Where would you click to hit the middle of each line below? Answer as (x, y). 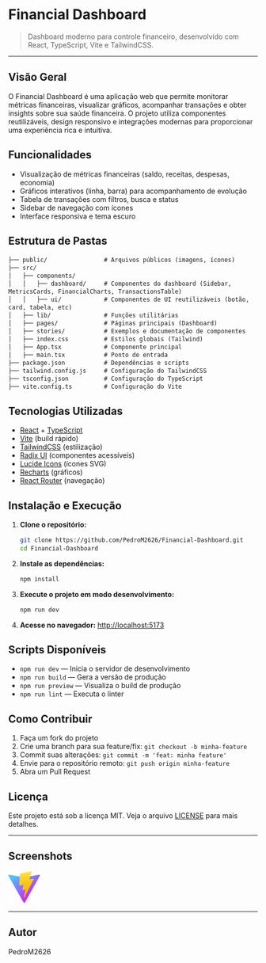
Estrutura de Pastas (58, 240)
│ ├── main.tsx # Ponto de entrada (88, 355)
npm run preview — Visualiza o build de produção (100, 686)
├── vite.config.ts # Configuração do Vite (95, 387)
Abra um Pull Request (55, 772)
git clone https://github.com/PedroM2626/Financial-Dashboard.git (131, 540)
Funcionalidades (50, 155)
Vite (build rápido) (49, 439)
